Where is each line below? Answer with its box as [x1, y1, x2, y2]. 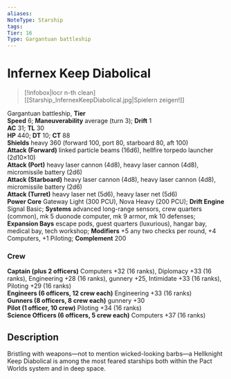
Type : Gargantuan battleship [7, 36, 91, 43]
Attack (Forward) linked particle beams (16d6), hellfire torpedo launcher [7, 146, 214, 154]
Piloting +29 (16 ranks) [7, 281, 71, 290]
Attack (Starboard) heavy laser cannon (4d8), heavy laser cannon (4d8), [7, 176, 216, 184]
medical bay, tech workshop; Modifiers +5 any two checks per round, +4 [7, 227, 216, 235]
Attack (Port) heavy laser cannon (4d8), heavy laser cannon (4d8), [7, 160, 199, 169]
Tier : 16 [7, 29, 33, 37]
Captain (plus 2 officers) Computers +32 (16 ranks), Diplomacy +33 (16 [7, 267, 212, 275]
